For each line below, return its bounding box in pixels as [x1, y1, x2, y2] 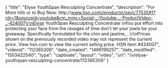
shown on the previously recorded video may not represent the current [5, 36, 152, 42]
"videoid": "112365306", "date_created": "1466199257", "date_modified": [5, 47, 156, 52]
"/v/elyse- [127, 52, 148, 58]
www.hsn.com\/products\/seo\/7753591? [71, 9, 156, 15]
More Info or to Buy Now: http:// [5, 9, 71, 15]
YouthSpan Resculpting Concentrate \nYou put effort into [45, 20, 163, 26]
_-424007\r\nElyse [5, 20, 44, 26]
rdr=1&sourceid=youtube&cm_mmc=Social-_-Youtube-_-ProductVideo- [5, 15, 153, 20]
